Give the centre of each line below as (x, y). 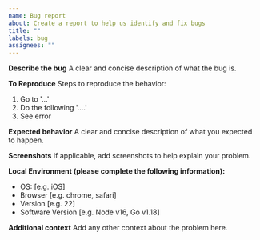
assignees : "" (32, 46)
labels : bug (28, 38)
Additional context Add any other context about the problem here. (118, 228)
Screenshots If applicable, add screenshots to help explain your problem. (130, 156)
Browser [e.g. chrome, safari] (68, 195)
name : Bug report (37, 16)
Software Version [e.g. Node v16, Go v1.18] (90, 212)
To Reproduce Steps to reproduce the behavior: (87, 84)
